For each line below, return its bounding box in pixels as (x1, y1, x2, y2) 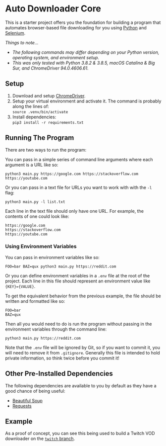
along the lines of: (12, 103, 50, 109)
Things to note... (5, 39, 39, 45)
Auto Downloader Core (5, 3, 102, 14)
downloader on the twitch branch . (5, 436, 75, 442)
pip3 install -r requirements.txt (12, 120, 84, 125)
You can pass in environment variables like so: (5, 254, 100, 260)
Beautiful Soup (12, 397, 43, 403)
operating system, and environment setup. (12, 54, 100, 60)
